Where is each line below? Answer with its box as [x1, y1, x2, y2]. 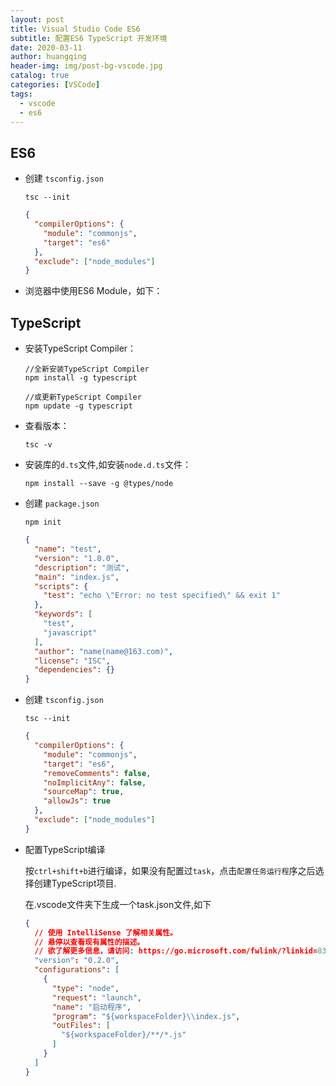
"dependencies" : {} [34, 665, 116, 675]
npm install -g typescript [24, 373, 138, 383]
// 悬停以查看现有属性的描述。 [34, 937, 145, 947]
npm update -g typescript [24, 401, 133, 411]
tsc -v [24, 440, 53, 450]
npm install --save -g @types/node [24, 479, 174, 489]
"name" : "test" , [34, 544, 102, 554]
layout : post [10, 14, 65, 25]
